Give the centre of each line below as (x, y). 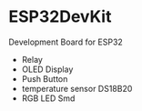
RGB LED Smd (48, 98)
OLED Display (47, 69)
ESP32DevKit (60, 17)
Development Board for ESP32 (66, 42)
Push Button (45, 78)
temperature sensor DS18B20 (77, 88)
